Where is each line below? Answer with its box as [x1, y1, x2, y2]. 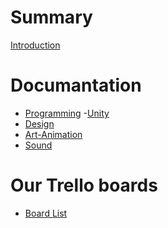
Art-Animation [24, 128, 83, 140]
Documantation [10, 74, 142, 97]
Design [24, 117, 55, 130]
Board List [24, 207, 68, 219]
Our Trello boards [10, 174, 158, 197]
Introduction [10, 39, 61, 51]
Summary [10, 6, 93, 29]
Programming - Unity [24, 107, 110, 119]
